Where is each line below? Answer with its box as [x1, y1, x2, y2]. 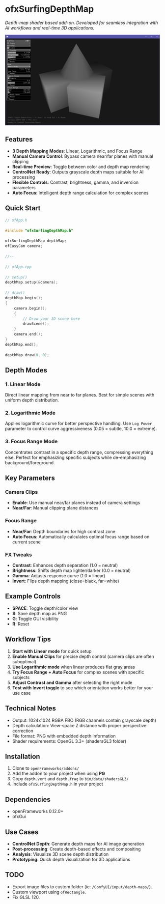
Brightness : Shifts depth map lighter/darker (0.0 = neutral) [12, 567, 131, 573]
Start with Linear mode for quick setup [12, 648, 92, 654]
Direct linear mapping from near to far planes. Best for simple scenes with [5, 392, 155, 398]
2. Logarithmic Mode [5, 409, 55, 416]
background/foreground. [5, 459, 55, 465]
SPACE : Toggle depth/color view [12, 605, 79, 611]
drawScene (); [23, 321, 50, 326]
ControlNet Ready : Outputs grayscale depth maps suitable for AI [12, 169, 144, 175]
